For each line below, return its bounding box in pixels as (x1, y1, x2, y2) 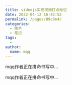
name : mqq (10, 49, 30, 54)
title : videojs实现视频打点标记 (5, 7, 67, 12)
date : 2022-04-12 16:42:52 (5, 12, 62, 17)
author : (5, 44, 22, 49)
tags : (5, 35, 17, 40)
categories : (5, 21, 30, 26)
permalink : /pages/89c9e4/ (5, 16, 62, 21)
